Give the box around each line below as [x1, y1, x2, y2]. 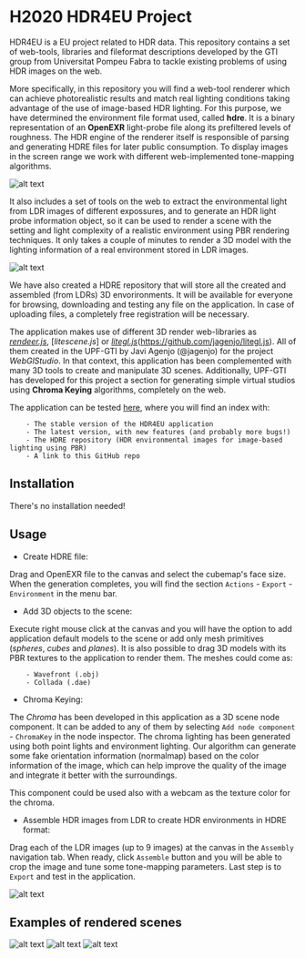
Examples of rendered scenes [9, 914, 182, 930]
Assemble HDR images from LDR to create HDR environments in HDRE [22, 814, 287, 825]
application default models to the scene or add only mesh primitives [9, 633, 264, 644]
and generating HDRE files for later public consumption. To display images [9, 141, 289, 152]
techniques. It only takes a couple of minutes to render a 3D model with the [9, 234, 291, 245]
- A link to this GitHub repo [25, 451, 141, 461]
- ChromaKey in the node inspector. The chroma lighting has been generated [9, 730, 291, 741]
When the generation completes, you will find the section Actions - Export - [9, 578, 293, 589]
